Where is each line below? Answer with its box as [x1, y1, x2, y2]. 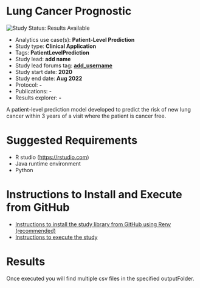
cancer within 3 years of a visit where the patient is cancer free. [6, 112, 167, 119]
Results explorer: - [15, 94, 62, 101]
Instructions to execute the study [15, 233, 98, 241]
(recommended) [15, 227, 56, 234]
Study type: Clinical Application [15, 42, 96, 50]
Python [15, 166, 33, 173]
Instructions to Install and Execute [6, 188, 182, 201]
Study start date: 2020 [15, 68, 73, 75]
